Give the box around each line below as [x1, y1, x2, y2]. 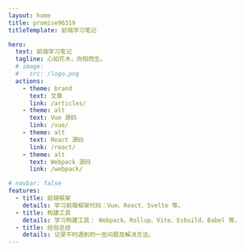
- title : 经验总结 [15, 223, 71, 231]
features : [8, 187, 41, 195]
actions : [15, 77, 44, 85]
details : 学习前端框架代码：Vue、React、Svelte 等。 [22, 201, 184, 209]
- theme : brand [22, 84, 73, 92]
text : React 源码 [28, 136, 85, 144]
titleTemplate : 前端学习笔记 [8, 26, 97, 34]
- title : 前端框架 [15, 194, 71, 202]
